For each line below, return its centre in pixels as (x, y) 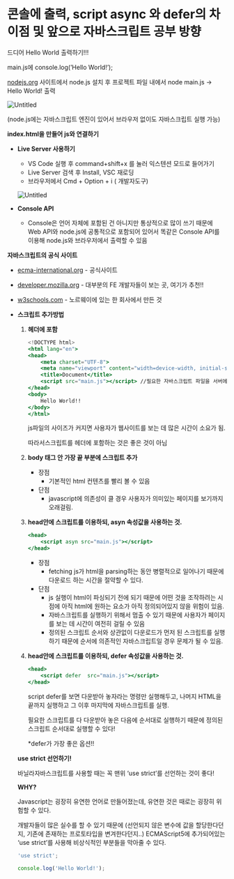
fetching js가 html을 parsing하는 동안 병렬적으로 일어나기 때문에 (136, 571)
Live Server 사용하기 (46, 149)
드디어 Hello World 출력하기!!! (48, 52)
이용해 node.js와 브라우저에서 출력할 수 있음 (87, 240)
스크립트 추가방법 (41, 314)
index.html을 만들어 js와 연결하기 (53, 134)
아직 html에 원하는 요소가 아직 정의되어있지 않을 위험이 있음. (143, 606)
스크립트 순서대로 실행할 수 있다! (71, 728)
